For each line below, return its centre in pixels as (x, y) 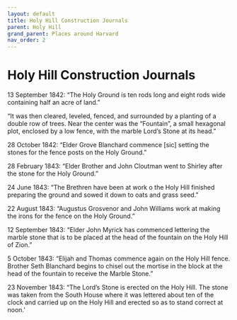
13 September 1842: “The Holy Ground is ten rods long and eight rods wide (117, 95)
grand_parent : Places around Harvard (63, 34)
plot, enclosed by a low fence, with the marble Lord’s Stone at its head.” (112, 131)
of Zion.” (20, 245)
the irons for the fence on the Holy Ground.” (71, 216)
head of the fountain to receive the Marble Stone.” (80, 274)
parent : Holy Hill (34, 27)
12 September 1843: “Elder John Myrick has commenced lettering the (109, 230)
